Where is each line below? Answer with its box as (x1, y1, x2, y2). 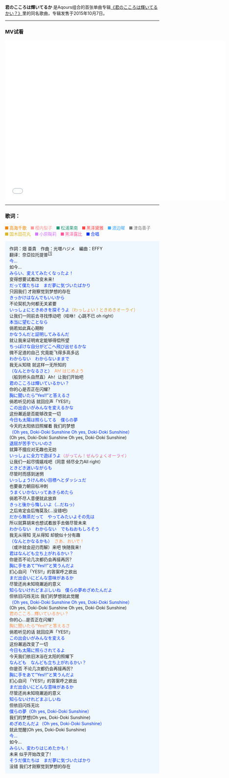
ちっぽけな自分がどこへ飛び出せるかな (9, 344, 87, 350)
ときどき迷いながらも (9, 465, 52, 471)
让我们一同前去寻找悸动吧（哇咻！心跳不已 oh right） (9, 313, 116, 319)
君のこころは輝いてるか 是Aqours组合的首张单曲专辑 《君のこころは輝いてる (5, 4, 158, 10)
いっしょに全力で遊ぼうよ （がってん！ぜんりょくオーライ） (9, 453, 130, 459)
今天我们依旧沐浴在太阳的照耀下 (9, 653, 74, 659)
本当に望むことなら (9, 319, 48, 325)
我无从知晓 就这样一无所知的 (9, 362, 67, 368)
